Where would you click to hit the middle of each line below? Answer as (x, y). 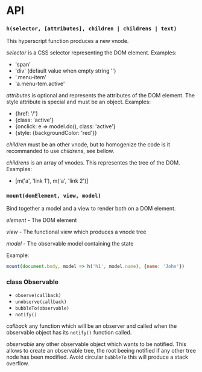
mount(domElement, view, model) (54, 196)
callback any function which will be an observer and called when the (92, 326)
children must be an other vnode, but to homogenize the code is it (88, 145)
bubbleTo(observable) (42, 308)
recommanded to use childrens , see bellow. (60, 151)
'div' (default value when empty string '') (65, 71)
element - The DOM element (42, 220)
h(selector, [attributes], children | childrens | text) (92, 29)
